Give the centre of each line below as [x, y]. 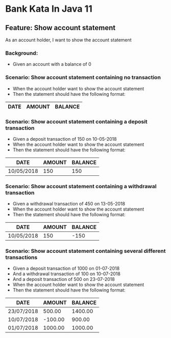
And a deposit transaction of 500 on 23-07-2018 [64, 279]
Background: [22, 53]
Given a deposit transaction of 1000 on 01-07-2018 [66, 269]
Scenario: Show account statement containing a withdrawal [81, 186]
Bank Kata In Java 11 [49, 9]
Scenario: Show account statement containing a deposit [77, 121]
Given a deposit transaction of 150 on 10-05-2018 [65, 139]
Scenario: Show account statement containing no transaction [83, 77]
